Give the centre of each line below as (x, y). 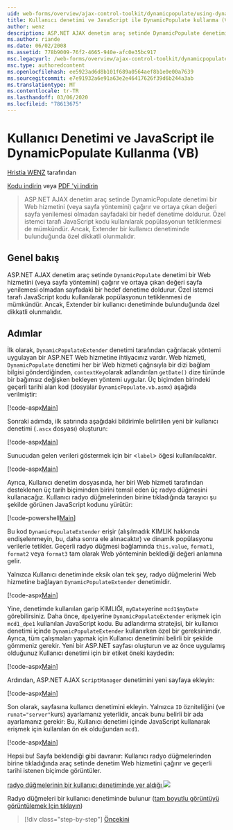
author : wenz (26, 26)
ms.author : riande (34, 40)
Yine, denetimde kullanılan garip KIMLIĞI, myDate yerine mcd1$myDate (103, 609)
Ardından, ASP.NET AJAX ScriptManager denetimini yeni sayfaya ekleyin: (111, 680)
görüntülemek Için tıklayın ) (45, 806)
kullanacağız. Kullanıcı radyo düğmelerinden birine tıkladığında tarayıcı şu (112, 497)
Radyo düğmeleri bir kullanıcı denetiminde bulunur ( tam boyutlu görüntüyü (113, 799)
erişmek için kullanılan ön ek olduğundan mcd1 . (74, 729)
